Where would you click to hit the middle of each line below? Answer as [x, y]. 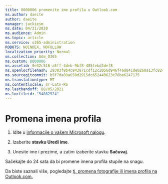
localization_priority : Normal [38, 52]
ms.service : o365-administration [40, 43]
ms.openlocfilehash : [27, 71]
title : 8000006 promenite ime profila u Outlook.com [61, 10]
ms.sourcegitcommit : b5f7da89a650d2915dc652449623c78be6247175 [72, 75]
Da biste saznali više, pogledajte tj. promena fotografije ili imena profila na [81, 171]
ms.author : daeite [24, 15]
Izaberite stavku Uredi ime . [40, 142]
